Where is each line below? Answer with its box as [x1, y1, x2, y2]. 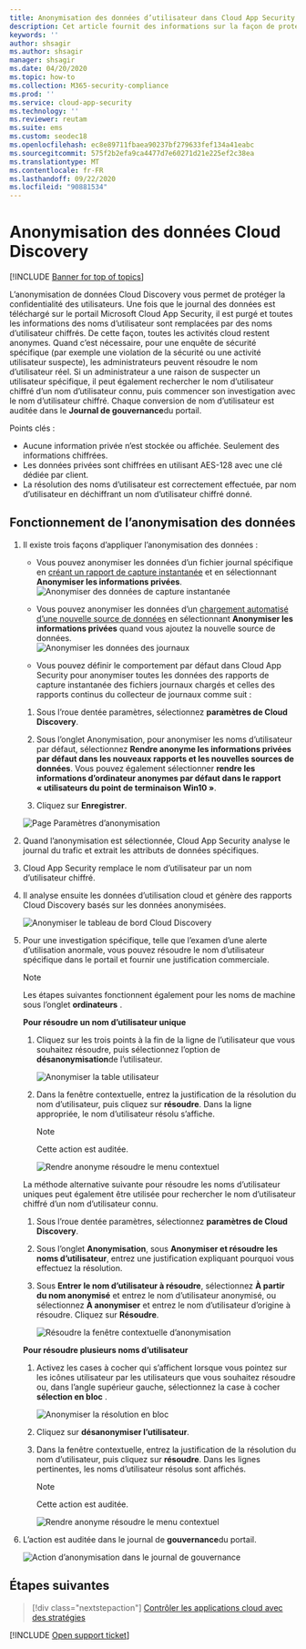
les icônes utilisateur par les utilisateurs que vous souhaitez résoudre [36, 1371, 296, 1382]
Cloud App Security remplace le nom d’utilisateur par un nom [22, 862, 252, 873]
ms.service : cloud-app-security [9, 97, 132, 107]
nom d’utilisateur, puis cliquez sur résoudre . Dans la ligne [36, 1098, 252, 1109]
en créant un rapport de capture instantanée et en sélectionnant [36, 566, 278, 577]
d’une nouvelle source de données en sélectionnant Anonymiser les [36, 613, 293, 624]
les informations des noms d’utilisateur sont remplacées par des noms [9, 318, 273, 329]
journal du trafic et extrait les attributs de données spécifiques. [22, 844, 260, 856]
